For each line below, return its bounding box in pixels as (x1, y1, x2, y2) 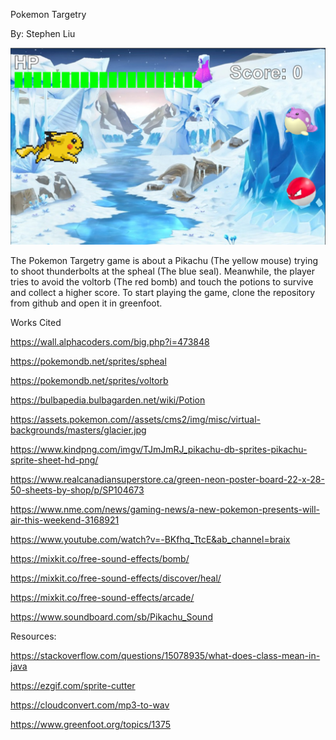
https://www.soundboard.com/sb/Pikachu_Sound (10, 611, 213, 623)
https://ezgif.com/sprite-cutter (10, 680, 136, 691)
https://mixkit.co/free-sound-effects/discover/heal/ (10, 572, 222, 584)
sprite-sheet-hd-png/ (10, 454, 99, 466)
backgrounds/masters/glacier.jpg (10, 424, 147, 436)
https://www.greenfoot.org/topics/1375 (10, 719, 172, 730)
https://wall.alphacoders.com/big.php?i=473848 (10, 336, 210, 348)
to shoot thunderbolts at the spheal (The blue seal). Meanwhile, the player (10, 265, 315, 277)
